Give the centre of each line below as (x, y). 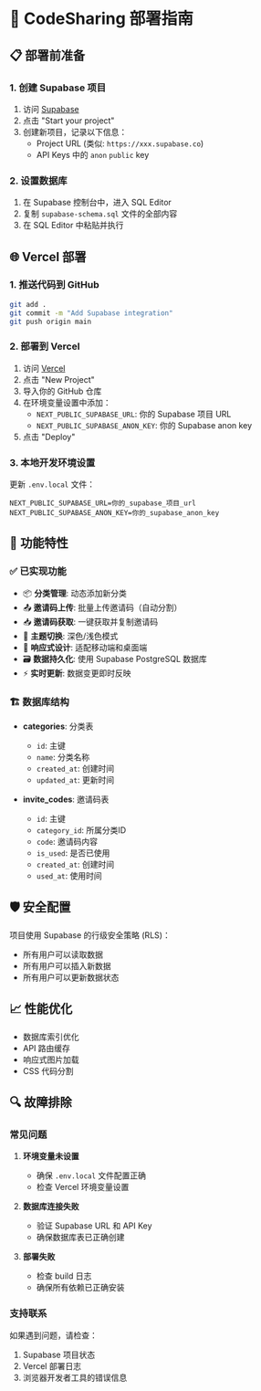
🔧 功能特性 (39, 543)
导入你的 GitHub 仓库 (62, 391)
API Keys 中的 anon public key (93, 154)
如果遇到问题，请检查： (53, 1335)
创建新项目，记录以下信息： (75, 132)
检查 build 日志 (64, 1276)
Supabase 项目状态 (59, 1354)
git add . (28, 304)
